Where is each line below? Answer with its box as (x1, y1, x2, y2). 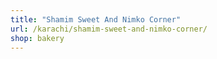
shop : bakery (10, 33, 65, 43)
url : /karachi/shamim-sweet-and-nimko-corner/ (10, 24, 208, 34)
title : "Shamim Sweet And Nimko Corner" (10, 14, 182, 25)
